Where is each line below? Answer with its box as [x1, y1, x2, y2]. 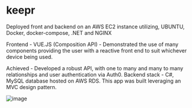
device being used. [6, 53, 53, 60]
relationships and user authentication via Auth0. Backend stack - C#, [6, 71, 174, 78]
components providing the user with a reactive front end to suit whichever [6, 47, 187, 54]
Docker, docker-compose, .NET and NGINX [6, 29, 112, 36]
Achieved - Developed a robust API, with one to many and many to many [6, 64, 184, 71]
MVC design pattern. [6, 83, 57, 90]
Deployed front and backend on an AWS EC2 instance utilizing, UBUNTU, [6, 23, 185, 30]
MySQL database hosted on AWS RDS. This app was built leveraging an [6, 77, 181, 84]
